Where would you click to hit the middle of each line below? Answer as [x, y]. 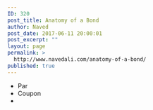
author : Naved [28, 27]
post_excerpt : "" [33, 40]
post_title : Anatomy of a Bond [53, 20]
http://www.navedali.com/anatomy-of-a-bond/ [80, 60]
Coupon [29, 93]
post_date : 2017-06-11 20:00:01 [55, 33]
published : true [31, 66]
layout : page [26, 46]
